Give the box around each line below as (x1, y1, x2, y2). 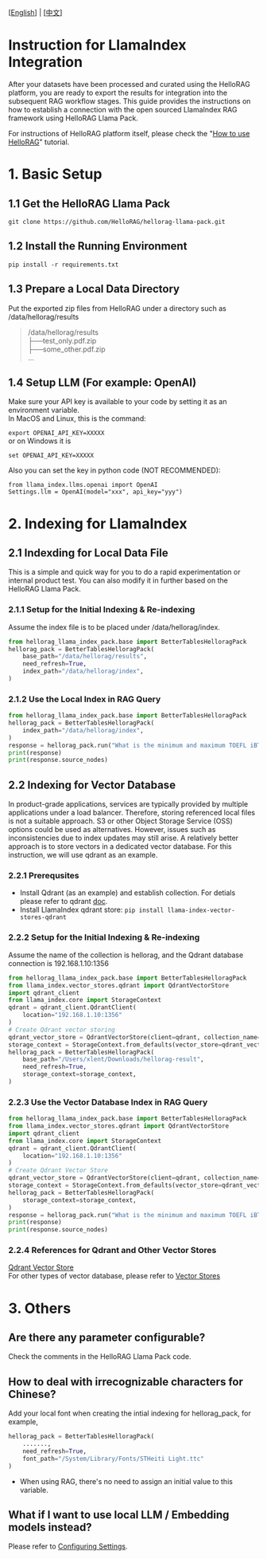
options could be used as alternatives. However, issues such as (8, 825, 216, 834)
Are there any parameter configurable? (8, 1331, 206, 1345)
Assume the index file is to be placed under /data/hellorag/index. (8, 622, 221, 632)
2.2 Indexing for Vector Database (8, 778, 176, 791)
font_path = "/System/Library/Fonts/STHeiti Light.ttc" (22, 1455, 204, 1463)
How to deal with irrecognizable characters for (8, 1375, 244, 1388)
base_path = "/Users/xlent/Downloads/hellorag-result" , (22, 1055, 204, 1063)
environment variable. (8, 406, 79, 415)
